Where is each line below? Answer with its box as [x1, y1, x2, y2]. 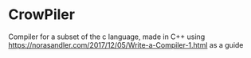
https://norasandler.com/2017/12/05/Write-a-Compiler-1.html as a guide [8, 40, 244, 49]
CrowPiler [8, 6, 76, 24]
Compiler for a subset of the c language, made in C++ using [8, 32, 206, 41]
